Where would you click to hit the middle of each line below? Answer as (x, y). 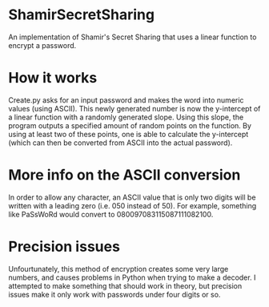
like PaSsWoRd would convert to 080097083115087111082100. (111, 214)
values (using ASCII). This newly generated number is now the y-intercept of (134, 108)
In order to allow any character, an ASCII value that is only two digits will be (132, 197)
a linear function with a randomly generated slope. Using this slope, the (126, 117)
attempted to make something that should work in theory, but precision (125, 285)
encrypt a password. (42, 45)
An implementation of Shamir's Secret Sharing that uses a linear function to (132, 37)
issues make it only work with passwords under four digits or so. (114, 294)
